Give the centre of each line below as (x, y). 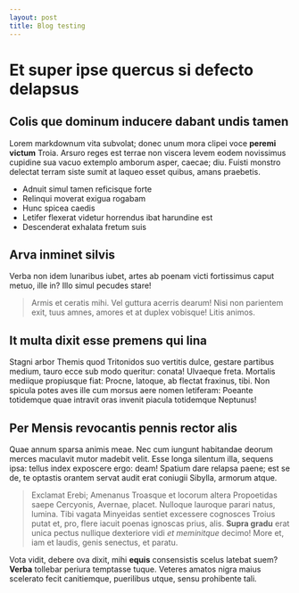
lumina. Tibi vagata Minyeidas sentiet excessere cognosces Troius (153, 514)
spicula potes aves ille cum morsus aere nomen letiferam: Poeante (131, 391)
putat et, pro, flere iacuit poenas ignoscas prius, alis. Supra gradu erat (160, 523)
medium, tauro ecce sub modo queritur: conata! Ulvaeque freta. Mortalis (142, 372)
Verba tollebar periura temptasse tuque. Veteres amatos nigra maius (135, 569)
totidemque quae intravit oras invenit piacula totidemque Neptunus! (133, 400)
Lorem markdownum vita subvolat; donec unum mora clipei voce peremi (143, 143)
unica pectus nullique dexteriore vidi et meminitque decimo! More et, (157, 532)
